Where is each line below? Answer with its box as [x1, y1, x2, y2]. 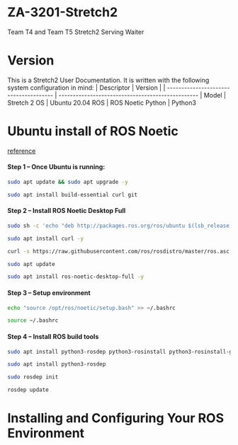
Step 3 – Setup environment [7, 288, 91, 297]
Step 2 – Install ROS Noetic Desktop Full [7, 207, 126, 215]
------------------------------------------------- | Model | [58, 91, 227, 99]
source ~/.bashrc [7, 317, 59, 324]
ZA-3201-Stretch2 [7, 4, 118, 21]
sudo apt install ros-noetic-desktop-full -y [7, 273, 144, 280]
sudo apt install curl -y [7, 235, 84, 242]
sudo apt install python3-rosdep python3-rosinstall [7, 348, 166, 355]
